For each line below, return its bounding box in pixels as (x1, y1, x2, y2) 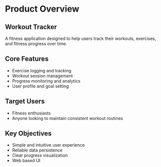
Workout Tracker (5, 23, 57, 31)
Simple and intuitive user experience (12, 142, 85, 148)
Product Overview (5, 3, 80, 15)
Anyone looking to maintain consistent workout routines (12, 115, 123, 121)
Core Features (5, 55, 49, 63)
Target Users (5, 97, 45, 105)
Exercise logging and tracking (12, 67, 72, 73)
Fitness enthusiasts (12, 110, 51, 116)
